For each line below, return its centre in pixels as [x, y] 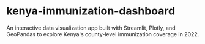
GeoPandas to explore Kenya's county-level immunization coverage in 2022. [103, 34]
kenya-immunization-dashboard [91, 11]
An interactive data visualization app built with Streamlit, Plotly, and [91, 28]
